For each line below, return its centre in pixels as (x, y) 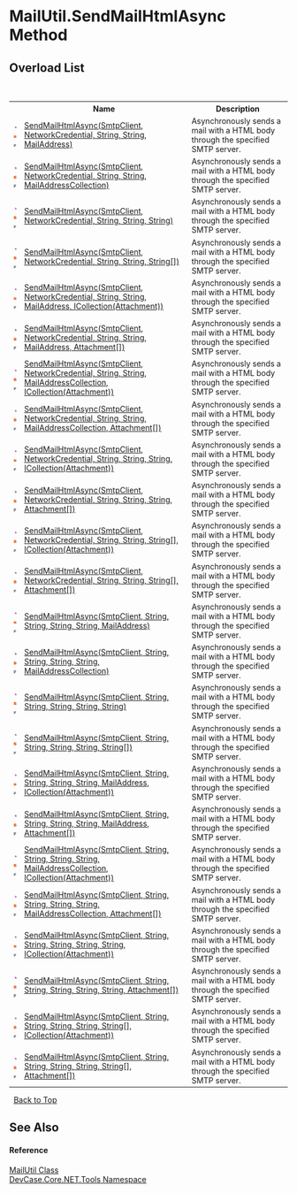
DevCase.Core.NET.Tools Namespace (78, 1179)
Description (238, 109)
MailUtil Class (34, 1170)
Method (38, 35)
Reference (29, 1150)
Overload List (47, 68)
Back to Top (35, 1100)
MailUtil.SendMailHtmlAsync (118, 16)
